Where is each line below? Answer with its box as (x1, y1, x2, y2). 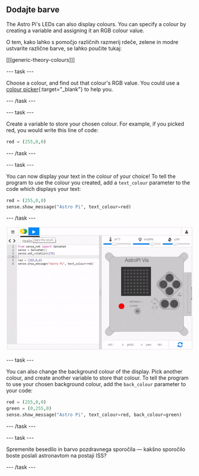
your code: (6, 387, 33, 394)
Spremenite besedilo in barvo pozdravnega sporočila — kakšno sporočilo (6, 446, 185, 453)
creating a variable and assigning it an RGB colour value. (6, 27, 144, 34)
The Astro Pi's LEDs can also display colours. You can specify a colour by (6, 20, 187, 27)
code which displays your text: (6, 185, 81, 192)
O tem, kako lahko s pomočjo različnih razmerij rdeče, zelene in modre (6, 38, 179, 45)
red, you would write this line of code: (6, 126, 99, 133)
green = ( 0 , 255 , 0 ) (6, 405, 52, 411)
